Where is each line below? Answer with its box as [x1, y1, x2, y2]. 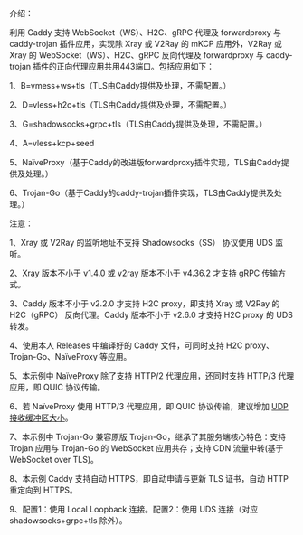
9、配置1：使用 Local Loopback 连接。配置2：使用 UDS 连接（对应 [9, 504, 259, 514]
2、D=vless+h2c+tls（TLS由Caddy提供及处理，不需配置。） [9, 99, 232, 110]
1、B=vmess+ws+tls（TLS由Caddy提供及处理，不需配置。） [9, 80, 232, 90]
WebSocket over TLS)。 [9, 455, 99, 465]
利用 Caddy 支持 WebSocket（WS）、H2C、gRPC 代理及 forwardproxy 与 [9, 27, 282, 38]
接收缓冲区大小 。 [9, 412, 73, 423]
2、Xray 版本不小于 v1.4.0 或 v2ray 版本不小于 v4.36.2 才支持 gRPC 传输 [9, 267, 279, 278]
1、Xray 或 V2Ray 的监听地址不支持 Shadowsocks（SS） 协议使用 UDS [9, 238, 273, 248]
